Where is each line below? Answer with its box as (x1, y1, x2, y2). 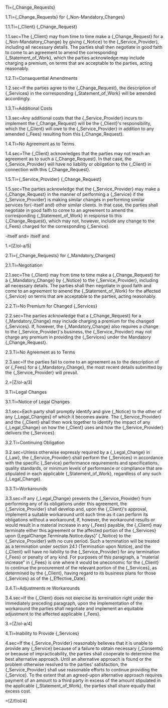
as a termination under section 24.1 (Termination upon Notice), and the (5, 543, 151, 549)
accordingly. (5, 95, 31, 101)
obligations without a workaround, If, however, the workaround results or (5, 517, 155, 523)
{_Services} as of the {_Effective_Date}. (5, 575, 87, 581)
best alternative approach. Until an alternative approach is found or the (5, 656, 152, 662)
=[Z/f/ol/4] (5, 698, 28, 703)
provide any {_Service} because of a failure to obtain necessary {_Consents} (5, 645, 163, 651)
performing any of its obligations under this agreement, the (5, 501, 127, 507)
